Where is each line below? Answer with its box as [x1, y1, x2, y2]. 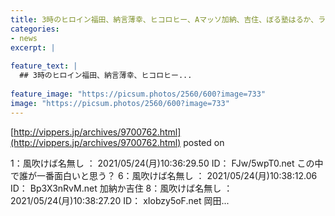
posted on [183, 136, 225, 148]
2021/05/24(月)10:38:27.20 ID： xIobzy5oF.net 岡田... [10, 194, 230, 206]
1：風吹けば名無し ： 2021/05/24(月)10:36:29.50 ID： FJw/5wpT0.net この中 [10, 157, 324, 169]
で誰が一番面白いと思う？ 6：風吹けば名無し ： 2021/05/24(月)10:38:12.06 [10, 169, 318, 181]
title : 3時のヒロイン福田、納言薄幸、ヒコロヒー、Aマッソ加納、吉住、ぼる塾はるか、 [10, 14, 319, 25]
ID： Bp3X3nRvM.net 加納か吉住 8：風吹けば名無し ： [10, 182, 233, 194]
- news [10, 33, 38, 43]
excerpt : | [10, 42, 56, 53]
